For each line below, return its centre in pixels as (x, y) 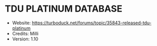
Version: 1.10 (25, 39)
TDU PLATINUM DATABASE (64, 9)
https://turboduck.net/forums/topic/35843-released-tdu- (91, 23)
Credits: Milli (25, 33)
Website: (21, 23)
